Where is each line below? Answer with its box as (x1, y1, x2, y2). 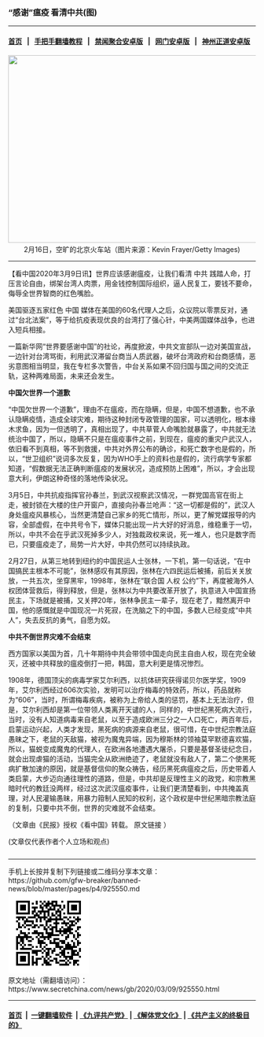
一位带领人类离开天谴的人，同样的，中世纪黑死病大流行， (69, 705, 256, 714)
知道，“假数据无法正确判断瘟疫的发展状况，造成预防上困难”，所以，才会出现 (8, 463, 255, 473)
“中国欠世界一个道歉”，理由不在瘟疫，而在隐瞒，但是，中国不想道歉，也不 (8, 404, 249, 414)
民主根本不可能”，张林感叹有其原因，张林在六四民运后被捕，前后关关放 (21, 565, 253, 576)
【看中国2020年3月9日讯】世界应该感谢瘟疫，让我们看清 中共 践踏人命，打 (8, 269, 251, 278)
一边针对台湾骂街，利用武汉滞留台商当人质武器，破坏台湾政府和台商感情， (8, 351, 249, 361)
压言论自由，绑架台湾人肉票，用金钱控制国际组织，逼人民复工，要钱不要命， (8, 278, 256, 288)
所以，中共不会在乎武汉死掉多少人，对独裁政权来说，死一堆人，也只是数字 (8, 529, 249, 539)
